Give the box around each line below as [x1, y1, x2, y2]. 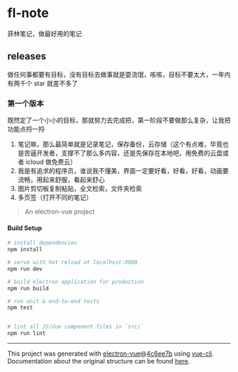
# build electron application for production [7, 278, 144, 285]
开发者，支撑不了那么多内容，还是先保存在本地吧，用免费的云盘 [36, 149, 223, 158]
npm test [7, 304, 33, 312]
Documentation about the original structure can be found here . [7, 357, 191, 365]
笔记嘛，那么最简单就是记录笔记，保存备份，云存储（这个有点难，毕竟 [17, 140, 223, 148]
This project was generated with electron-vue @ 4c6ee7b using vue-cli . [7, 349, 215, 358]
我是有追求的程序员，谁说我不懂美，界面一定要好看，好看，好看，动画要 [17, 167, 229, 175]
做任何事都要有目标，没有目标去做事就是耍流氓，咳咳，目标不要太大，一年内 [7, 70, 231, 79]
